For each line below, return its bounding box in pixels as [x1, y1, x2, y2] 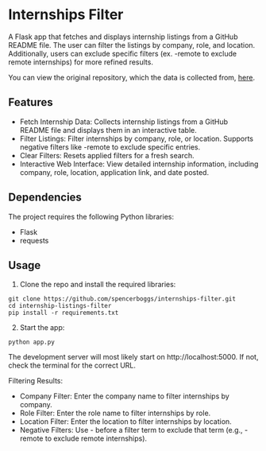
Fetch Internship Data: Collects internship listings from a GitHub [19, 117, 229, 126]
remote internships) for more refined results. [8, 57, 153, 67]
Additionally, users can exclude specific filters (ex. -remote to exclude [8, 49, 237, 58]
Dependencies [8, 191, 82, 204]
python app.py [8, 338, 56, 347]
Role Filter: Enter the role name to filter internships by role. [19, 408, 211, 418]
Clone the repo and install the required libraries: [19, 280, 176, 290]
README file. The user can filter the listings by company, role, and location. [8, 40, 256, 49]
